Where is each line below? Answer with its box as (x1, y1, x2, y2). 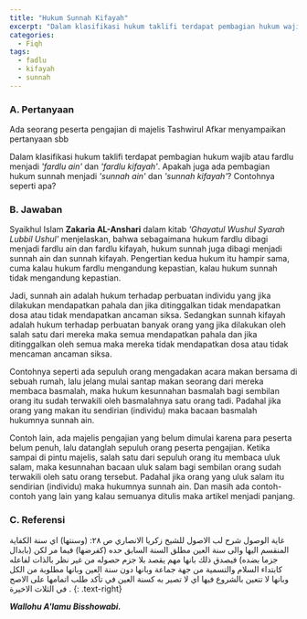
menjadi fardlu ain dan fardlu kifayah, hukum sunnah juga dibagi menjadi (9, 243, 283, 254)
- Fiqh (17, 38, 43, 48)
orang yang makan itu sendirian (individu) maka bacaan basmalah (9, 405, 258, 416)
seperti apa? (9, 180, 57, 192)
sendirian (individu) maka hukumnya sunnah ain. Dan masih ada (9, 481, 249, 492)
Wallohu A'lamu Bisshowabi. (9, 601, 122, 612)
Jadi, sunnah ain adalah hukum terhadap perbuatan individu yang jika (9, 290, 271, 302)
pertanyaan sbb (9, 133, 69, 144)
